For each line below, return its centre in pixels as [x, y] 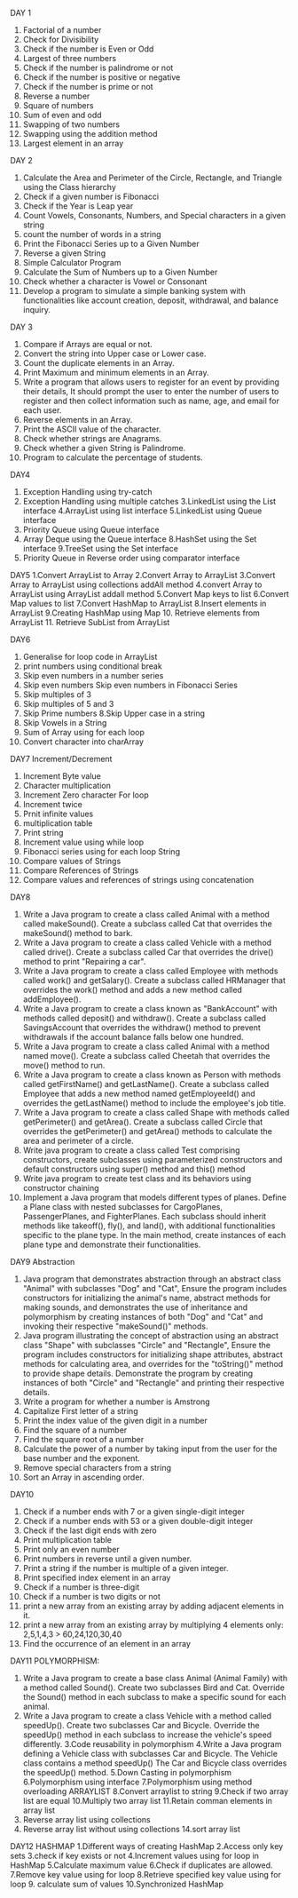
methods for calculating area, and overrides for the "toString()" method [153, 1364]
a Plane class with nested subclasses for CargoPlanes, [122, 1207]
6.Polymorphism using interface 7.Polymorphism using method [137, 1782]
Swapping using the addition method [90, 134]
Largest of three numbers [70, 58]
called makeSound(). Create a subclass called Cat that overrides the [148, 924]
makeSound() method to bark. [78, 933]
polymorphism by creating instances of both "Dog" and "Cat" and [143, 1317]
